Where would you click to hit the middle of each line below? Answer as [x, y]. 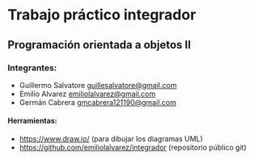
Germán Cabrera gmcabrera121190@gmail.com [98, 102]
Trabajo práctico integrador [102, 15]
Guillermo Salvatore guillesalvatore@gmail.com [98, 85]
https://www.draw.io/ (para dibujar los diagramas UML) [111, 139]
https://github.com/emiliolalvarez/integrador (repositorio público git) [133, 148]
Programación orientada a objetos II [99, 45]
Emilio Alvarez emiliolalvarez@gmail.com [87, 94]
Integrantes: [32, 68]
